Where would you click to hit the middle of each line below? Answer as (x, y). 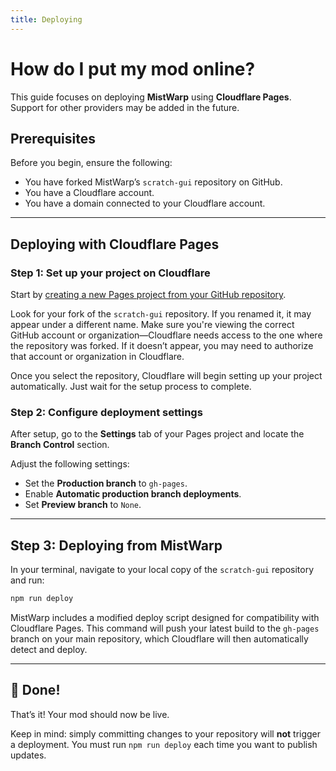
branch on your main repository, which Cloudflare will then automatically (159, 639)
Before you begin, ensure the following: (91, 163)
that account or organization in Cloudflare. (97, 357)
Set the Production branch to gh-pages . (106, 483)
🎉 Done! (35, 690)
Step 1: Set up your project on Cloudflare (110, 273)
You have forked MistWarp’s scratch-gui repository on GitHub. (153, 182)
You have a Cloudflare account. (89, 193)
